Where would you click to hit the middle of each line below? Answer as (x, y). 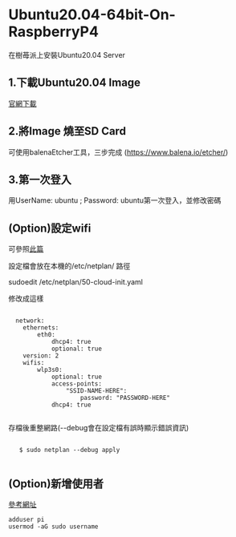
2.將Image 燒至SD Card (67, 131)
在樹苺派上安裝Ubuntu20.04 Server (67, 55)
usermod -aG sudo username (53, 527)
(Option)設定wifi (50, 228)
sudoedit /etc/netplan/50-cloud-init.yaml (75, 282)
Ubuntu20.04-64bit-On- (92, 15)
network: (30, 321)
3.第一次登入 (40, 179)
